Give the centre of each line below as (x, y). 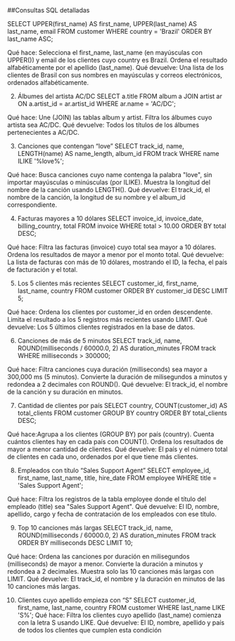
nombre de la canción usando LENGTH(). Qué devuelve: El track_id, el (109, 190)
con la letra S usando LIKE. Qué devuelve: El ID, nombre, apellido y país (121, 623)
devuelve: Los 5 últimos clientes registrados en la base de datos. (101, 327)
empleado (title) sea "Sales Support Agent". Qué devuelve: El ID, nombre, (113, 507)
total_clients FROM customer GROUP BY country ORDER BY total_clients (122, 413)
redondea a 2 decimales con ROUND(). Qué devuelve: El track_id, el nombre (118, 384)
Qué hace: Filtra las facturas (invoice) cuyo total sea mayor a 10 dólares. (112, 247)
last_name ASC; (30, 39)
